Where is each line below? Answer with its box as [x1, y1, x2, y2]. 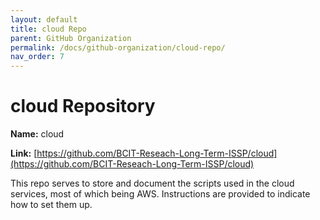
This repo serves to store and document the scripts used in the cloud [10, 177, 295, 190]
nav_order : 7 [10, 52, 65, 62]
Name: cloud [10, 128, 65, 140]
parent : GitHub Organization [10, 33, 132, 43]
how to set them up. [10, 199, 93, 211]
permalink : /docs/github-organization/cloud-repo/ [10, 42, 226, 53]
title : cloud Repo [10, 24, 87, 34]
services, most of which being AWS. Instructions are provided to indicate [10, 188, 311, 200]
